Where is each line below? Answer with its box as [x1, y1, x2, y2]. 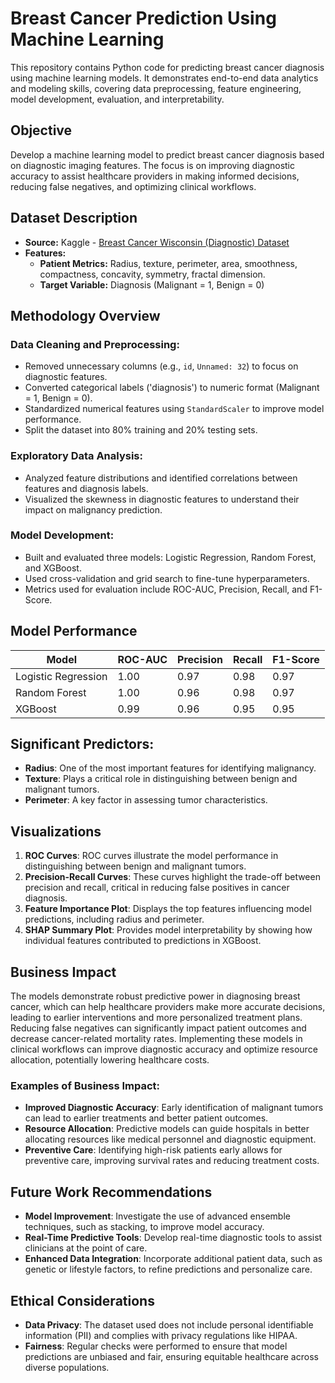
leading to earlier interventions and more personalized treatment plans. [10, 1012, 303, 1024]
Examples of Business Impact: [10, 1079, 161, 1093]
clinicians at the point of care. [24, 1242, 148, 1254]
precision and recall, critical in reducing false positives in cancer [24, 882, 290, 894]
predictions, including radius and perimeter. [24, 913, 205, 926]
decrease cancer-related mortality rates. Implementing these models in [10, 1033, 303, 1045]
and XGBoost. [24, 562, 82, 574]
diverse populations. [24, 1362, 110, 1374]
